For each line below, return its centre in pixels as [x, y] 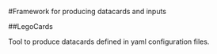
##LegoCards [30, 26]
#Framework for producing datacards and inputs [88, 11]
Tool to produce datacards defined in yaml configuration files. [109, 41]
